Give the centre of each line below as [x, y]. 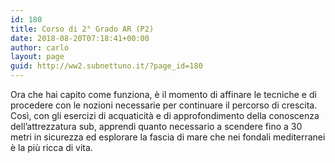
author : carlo [40, 47]
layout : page [37, 57]
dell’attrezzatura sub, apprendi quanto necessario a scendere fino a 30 [156, 126]
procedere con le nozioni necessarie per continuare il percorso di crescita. [164, 105]
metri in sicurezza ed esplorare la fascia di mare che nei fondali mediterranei [168, 137]
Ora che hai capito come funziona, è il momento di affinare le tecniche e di [163, 94]
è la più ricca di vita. [51, 147]
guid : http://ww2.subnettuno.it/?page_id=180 [106, 66]
